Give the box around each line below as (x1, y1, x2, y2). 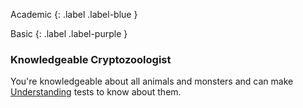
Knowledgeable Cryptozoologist (10, 52, 172, 66)
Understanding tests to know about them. (10, 86, 182, 98)
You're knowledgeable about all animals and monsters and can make (10, 75, 294, 88)
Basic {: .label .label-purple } (10, 28, 128, 39)
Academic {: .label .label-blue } (10, 9, 138, 20)
